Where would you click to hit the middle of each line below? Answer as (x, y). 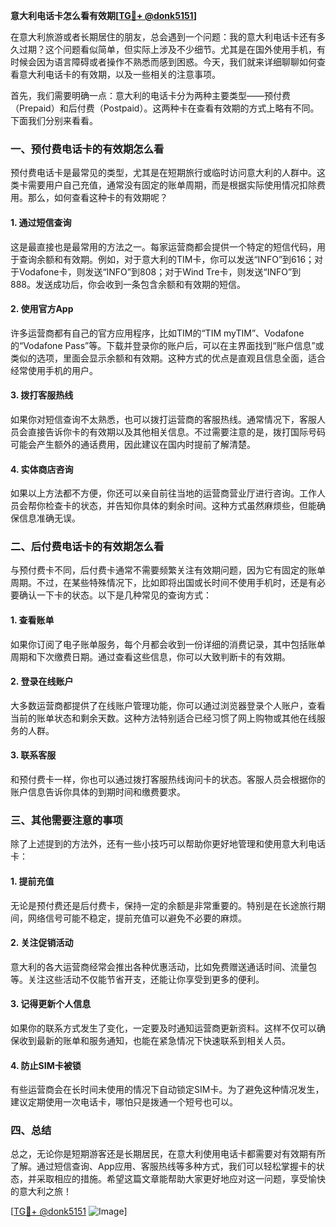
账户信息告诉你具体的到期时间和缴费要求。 (98, 792)
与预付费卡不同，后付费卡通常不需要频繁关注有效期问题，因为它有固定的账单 (168, 570)
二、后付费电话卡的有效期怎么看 (87, 547)
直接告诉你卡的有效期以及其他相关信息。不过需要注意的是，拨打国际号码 (176, 431)
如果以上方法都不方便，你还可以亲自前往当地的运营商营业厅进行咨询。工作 (163, 493)
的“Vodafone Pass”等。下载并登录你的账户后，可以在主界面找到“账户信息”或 (167, 345)
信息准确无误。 (49, 518)
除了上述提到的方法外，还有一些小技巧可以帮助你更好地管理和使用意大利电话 (168, 844)
